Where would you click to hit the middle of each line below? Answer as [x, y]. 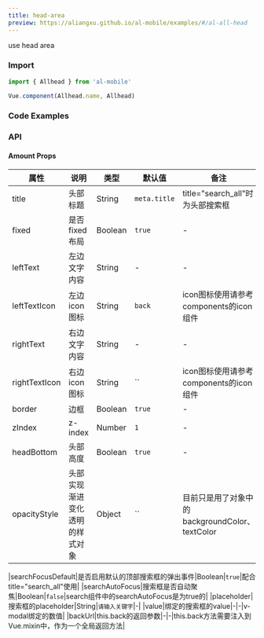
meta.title [155, 198]
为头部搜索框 [206, 205]
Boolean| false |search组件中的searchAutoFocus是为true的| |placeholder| [135, 596]
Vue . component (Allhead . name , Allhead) [71, 96]
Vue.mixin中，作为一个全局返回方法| [67, 625]
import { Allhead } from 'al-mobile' [70, 82]
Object [109, 514]
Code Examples [38, 116]
